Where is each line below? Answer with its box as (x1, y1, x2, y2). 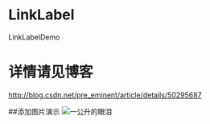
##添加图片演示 (8, 106, 60, 116)
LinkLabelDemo (8, 32, 60, 42)
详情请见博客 (8, 63, 94, 81)
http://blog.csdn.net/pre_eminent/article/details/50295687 (8, 90, 203, 100)
